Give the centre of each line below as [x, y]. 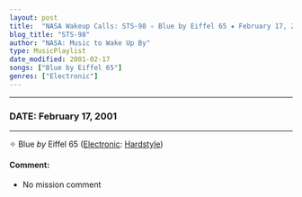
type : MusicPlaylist [48, 51]
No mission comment [62, 184]
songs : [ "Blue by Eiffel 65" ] [66, 68]
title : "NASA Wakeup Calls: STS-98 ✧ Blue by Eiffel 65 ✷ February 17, [148, 26]
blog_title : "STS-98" [50, 34]
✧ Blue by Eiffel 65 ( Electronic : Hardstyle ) [86, 144]
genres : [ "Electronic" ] [54, 76]
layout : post [34, 18]
